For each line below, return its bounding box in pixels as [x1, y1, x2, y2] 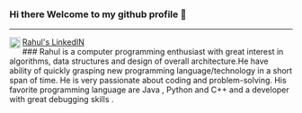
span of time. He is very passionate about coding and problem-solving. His [9, 75, 287, 86]
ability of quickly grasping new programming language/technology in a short [9, 65, 293, 76]
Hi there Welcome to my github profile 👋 [9, 8, 187, 21]
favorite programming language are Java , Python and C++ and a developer [9, 84, 289, 95]
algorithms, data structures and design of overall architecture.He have [9, 56, 269, 66]
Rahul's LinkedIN [22, 37, 85, 48]
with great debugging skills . [9, 94, 114, 105]
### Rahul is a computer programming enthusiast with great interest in [22, 47, 284, 57]
